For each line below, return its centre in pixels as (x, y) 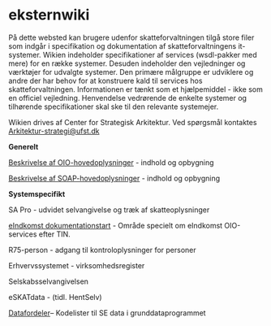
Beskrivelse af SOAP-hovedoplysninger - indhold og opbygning (114, 178)
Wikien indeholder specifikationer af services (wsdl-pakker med (150, 54)
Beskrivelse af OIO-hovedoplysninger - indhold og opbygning (111, 162)
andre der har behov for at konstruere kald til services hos (105, 80)
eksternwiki (49, 15)
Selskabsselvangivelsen (49, 281)
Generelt (24, 146)
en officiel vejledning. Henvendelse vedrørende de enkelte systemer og (128, 98)
